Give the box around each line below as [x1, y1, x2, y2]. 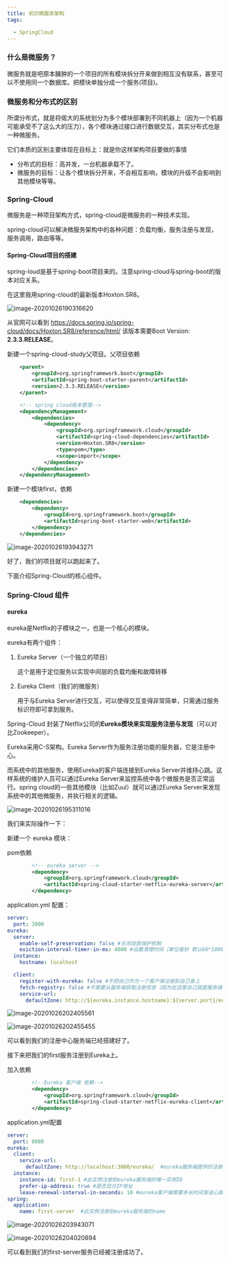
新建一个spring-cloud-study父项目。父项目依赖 [7, 350, 140, 358]
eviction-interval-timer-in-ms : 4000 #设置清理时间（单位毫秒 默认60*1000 [19, 946, 224, 953]
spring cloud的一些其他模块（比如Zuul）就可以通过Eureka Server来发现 [18, 783, 220, 791]
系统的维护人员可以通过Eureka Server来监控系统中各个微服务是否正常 [12, 774, 209, 783]
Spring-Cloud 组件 [7, 590, 70, 600]
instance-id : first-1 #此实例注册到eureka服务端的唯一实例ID [19, 1176, 183, 1183]
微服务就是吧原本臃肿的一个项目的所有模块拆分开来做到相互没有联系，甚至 [7, 69, 217, 77]
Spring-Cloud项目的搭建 [7, 251, 77, 259]
